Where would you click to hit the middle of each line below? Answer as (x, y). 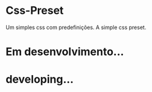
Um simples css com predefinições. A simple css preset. (76, 27)
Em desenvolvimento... (65, 52)
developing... (40, 80)
